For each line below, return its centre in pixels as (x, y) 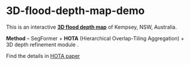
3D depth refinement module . (43, 45)
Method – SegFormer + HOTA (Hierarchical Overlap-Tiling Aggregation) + (95, 38)
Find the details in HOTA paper (43, 56)
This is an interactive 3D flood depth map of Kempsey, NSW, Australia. (91, 27)
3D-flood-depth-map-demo (75, 11)
